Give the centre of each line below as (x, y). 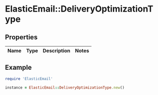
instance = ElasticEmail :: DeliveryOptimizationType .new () (65, 87)
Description (56, 51)
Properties (21, 37)
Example (18, 68)
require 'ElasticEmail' (29, 79)
